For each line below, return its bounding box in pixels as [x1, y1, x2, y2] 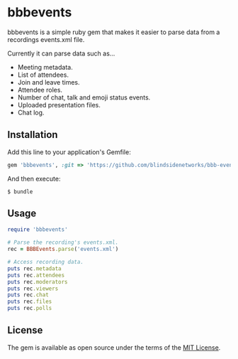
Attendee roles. [17, 85, 62, 94]
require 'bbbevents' [7, 226, 69, 233]
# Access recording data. [7, 259, 84, 266]
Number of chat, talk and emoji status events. [17, 93, 151, 102]
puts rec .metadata [7, 264, 62, 272]
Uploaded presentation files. [17, 100, 101, 109]
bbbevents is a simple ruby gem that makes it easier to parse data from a [7, 28, 220, 36]
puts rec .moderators [7, 278, 69, 285]
